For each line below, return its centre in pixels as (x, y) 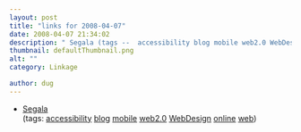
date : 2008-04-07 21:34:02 (60, 34)
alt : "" (24, 59)
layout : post (34, 17)
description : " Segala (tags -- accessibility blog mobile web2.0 (138, 42)
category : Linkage (43, 68)
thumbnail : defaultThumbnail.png (72, 51)
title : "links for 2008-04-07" (68, 26)
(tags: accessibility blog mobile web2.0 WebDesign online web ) (139, 118)
